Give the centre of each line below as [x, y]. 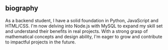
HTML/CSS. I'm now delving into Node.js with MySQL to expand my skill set [84, 26]
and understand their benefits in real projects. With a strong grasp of [76, 31]
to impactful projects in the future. [41, 42]
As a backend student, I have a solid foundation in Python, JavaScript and [82, 20]
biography [22, 8]
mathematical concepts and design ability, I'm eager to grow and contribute [84, 36]
